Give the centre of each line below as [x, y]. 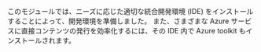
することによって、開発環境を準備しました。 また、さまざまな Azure [118, 21]
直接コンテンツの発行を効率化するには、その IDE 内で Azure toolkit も [134, 31]
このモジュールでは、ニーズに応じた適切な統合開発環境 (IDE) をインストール [130, 11]
